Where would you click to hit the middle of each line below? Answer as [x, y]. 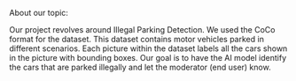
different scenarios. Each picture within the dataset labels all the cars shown [148, 48]
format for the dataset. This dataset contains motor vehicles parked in [136, 39]
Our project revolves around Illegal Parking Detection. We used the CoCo [142, 29]
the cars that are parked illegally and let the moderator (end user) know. [140, 67]
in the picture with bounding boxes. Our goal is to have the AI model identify [148, 58]
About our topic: [39, 13]
